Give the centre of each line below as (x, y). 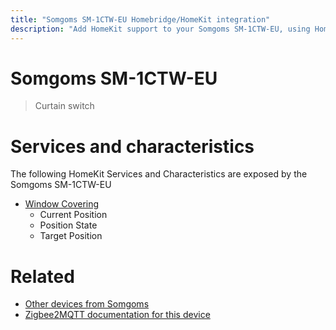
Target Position (71, 236)
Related (42, 276)
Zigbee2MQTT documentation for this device (117, 315)
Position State (68, 225)
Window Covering (62, 204)
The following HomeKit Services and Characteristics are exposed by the (159, 174)
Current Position (73, 215)
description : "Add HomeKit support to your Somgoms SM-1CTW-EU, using (160, 29)
